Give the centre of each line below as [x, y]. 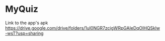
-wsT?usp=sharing [24, 33]
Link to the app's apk [27, 23]
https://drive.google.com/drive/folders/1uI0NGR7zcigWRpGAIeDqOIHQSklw [82, 28]
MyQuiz [22, 9]
